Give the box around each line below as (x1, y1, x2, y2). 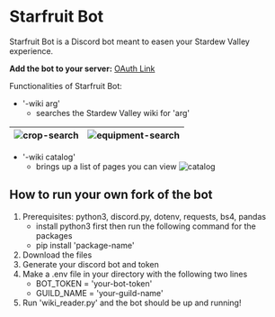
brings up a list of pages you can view (35, 160, 177, 172)
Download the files (22, 249, 93, 260)
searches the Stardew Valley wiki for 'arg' (35, 107, 191, 118)
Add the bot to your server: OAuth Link (9, 63, 155, 74)
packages (35, 230, 73, 240)
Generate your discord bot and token (22, 258, 160, 269)
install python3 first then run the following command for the (35, 221, 256, 231)
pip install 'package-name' (35, 240, 135, 250)
